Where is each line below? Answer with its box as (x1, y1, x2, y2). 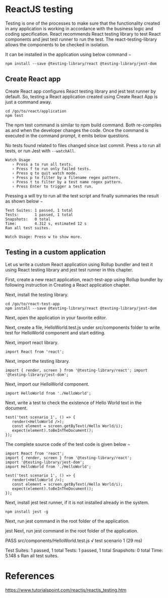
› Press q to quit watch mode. (12, 170, 78, 176)
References (5, 570, 54, 581)
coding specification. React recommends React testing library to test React (5, 31, 161, 37)
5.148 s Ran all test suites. (5, 553, 59, 559)
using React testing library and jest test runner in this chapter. (5, 267, 133, 273)
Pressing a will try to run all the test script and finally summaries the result (5, 192, 159, 198)
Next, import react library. (5, 339, 59, 346)
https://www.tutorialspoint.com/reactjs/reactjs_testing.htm (5, 587, 127, 593)
